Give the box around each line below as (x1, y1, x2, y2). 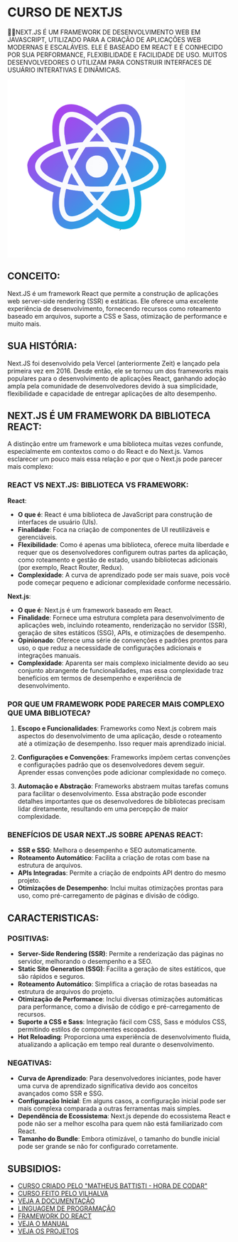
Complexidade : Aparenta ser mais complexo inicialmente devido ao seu (17, 659, 229, 667)
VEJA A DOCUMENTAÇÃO (17, 1196, 95, 1206)
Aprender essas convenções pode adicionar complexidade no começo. (17, 768, 227, 776)
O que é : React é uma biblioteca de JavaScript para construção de (17, 510, 213, 519)
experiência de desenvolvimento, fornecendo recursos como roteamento (7, 304, 222, 313)
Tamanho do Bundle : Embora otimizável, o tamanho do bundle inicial (17, 1135, 220, 1143)
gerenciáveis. (17, 533, 58, 541)
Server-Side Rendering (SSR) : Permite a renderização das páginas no (17, 949, 224, 957)
